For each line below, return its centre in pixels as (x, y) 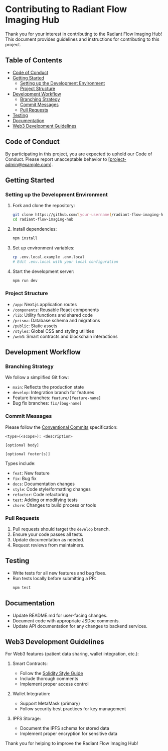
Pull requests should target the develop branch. (61, 529)
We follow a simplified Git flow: (37, 378)
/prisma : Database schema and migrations (56, 320)
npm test (22, 587)
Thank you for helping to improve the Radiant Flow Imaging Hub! (72, 743)
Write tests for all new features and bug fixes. (59, 573)
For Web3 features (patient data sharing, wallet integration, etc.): (72, 654)
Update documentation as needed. (48, 540)
